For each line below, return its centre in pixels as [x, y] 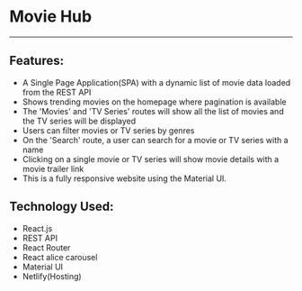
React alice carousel [60, 257]
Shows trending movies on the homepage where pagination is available [154, 102]
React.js [37, 228]
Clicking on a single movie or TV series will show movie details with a [151, 159]
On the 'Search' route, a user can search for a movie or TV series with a [155, 140]
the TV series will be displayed [79, 121]
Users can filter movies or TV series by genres [108, 130]
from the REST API [57, 92]
